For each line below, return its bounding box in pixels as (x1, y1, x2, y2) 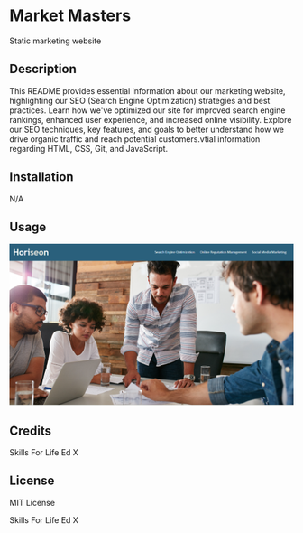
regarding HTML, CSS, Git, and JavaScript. (9, 143, 169, 154)
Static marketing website (9, 35, 102, 46)
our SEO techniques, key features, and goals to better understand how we (9, 124, 284, 135)
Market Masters (9, 5, 132, 26)
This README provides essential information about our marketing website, (9, 85, 286, 96)
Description (9, 61, 77, 77)
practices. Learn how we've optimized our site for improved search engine (9, 105, 286, 116)
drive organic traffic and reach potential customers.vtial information (9, 133, 261, 145)
